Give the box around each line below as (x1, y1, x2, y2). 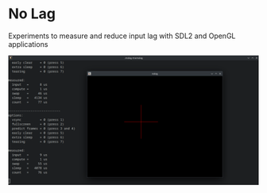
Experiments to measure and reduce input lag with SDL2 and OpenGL (8, 31, 236, 41)
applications (8, 39, 48, 48)
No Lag (8, 5, 56, 23)
